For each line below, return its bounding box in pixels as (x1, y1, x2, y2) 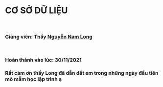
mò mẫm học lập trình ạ (5, 76, 62, 83)
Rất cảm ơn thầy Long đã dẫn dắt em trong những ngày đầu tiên (5, 70, 159, 77)
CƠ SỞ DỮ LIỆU (5, 5, 68, 16)
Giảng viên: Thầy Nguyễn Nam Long (5, 33, 93, 40)
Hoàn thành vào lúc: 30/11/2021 (5, 57, 82, 64)
